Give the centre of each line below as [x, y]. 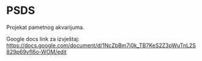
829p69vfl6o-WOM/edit [37, 51]
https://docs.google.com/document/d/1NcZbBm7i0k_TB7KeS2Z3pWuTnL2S [101, 45]
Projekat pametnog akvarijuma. [45, 27]
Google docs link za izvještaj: [43, 39]
